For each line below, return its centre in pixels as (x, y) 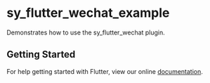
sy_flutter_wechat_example (88, 13)
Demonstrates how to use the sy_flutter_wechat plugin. (86, 32)
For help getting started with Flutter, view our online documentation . (105, 71)
